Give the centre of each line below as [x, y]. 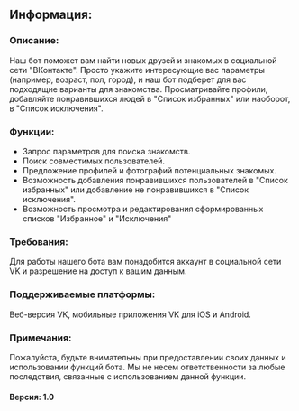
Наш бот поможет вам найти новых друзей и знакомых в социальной [143, 60]
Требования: [39, 241]
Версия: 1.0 [32, 397]
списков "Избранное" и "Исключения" [97, 218]
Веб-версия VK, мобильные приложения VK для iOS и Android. [131, 314]
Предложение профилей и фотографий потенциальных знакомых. [149, 170]
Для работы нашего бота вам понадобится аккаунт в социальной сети [145, 262]
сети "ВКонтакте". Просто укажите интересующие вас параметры [137, 70]
